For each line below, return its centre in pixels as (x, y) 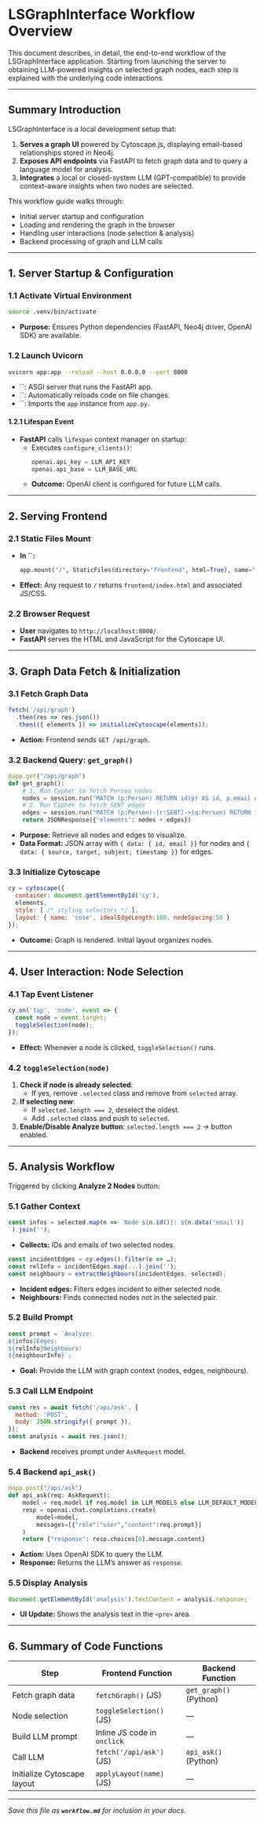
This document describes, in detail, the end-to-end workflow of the (117, 53)
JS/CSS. (33, 593)
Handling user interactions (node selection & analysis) (107, 232)
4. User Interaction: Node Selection (96, 972)
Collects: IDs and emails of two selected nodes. (97, 1245)
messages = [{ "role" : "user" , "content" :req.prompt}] (119, 1525)
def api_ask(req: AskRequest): (59, 1495)
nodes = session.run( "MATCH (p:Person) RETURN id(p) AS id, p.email (137, 798)
